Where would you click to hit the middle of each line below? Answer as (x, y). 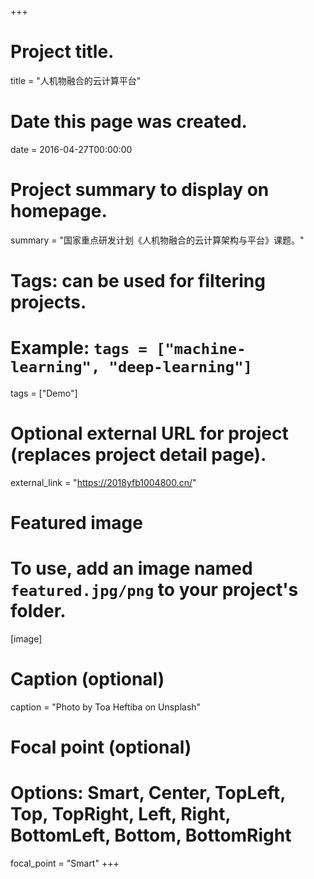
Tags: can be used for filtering (138, 281)
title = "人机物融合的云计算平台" (76, 80)
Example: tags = (79, 348)
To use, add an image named (131, 568)
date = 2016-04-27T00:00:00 (71, 149)
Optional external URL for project (149, 433)
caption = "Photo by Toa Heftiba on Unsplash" (106, 707)
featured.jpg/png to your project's (154, 590)
